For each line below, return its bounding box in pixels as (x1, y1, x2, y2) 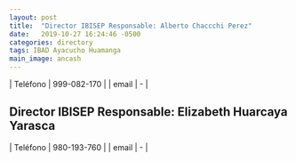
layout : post (9, 12, 58, 22)
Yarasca (9, 118, 56, 133)
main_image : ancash (9, 54, 82, 63)
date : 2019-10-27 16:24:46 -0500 (9, 29, 141, 38)
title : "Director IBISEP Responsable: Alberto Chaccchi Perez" (9, 21, 252, 30)
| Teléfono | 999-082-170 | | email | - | (9, 79, 148, 89)
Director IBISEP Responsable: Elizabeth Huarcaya (9, 104, 288, 120)
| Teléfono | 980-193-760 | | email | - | (9, 141, 148, 152)
